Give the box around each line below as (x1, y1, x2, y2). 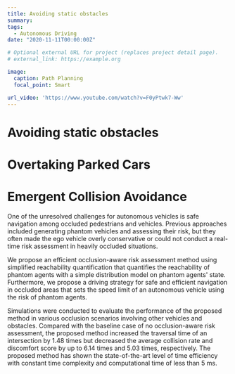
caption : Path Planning (13, 75, 83, 82)
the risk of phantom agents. (7, 292, 88, 301)
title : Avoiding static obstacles (7, 10, 109, 18)
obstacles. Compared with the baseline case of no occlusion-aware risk (7, 321, 216, 330)
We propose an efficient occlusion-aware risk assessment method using (7, 255, 217, 264)
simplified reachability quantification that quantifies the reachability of (7, 263, 210, 271)
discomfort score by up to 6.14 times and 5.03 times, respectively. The (7, 344, 211, 352)
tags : (7, 23, 23, 30)
